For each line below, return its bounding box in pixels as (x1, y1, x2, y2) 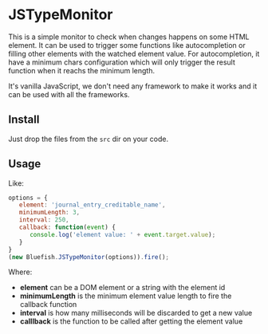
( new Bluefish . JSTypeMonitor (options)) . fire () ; (8, 253, 170, 261)
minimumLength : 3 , (18, 209, 81, 217)
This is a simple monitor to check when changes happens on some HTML (8, 32, 250, 41)
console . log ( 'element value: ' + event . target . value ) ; (29, 230, 216, 238)
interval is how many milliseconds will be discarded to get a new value (19, 308, 253, 318)
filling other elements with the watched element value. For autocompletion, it (8, 49, 260, 58)
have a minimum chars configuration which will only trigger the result (8, 57, 235, 67)
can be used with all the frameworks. (8, 89, 130, 99)
